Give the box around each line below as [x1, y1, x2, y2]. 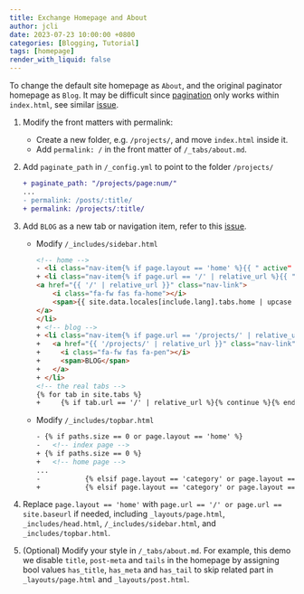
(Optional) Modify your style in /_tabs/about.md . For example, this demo [22, 545, 291, 556]
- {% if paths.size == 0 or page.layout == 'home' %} [35, 432, 243, 441]
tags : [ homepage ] [9, 47, 75, 56]
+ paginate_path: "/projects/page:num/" [22, 179, 177, 188]
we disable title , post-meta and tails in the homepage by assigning [22, 555, 280, 566]
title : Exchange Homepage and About [9, 13, 147, 23]
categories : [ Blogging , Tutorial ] [9, 38, 140, 48]
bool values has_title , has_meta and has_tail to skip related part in [22, 564, 274, 575]
